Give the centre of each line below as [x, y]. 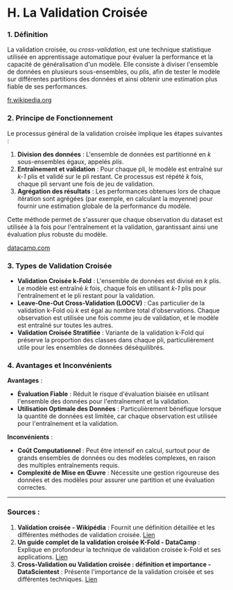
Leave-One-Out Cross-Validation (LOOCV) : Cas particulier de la [111, 303]
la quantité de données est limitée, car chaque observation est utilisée [117, 416]
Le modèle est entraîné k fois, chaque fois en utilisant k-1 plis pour [112, 288]
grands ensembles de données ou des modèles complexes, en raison [116, 458]
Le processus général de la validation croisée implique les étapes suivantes [115, 133]
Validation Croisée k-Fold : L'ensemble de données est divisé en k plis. [119, 281]
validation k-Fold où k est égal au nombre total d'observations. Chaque [119, 310]
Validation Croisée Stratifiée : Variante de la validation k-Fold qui [111, 333]
